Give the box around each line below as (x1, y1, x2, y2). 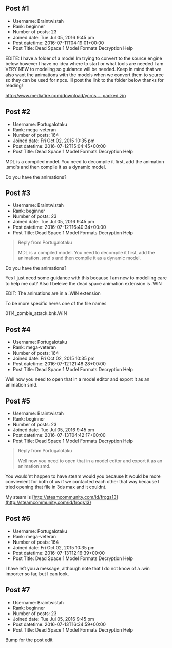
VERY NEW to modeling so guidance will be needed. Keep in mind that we (5, 66, 162, 72)
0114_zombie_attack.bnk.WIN (5, 310, 67, 317)
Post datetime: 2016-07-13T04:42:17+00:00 (12, 432, 106, 439)
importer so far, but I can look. (5, 571, 69, 577)
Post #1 (5, 4, 29, 13)
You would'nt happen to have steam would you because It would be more (5, 473, 161, 479)
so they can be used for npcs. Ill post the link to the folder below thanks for (5, 77, 164, 83)
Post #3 (5, 189, 31, 198)
